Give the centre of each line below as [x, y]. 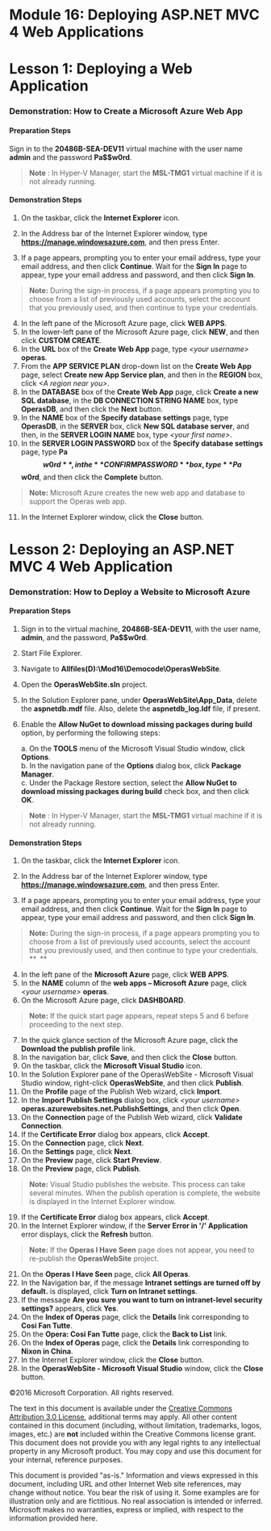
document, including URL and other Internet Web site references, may [125, 1484]
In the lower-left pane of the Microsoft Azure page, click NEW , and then [140, 332]
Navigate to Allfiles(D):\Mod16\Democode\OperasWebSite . [121, 669]
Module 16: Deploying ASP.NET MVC [135, 15]
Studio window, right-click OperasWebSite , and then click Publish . [132, 1083]
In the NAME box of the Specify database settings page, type [125, 417]
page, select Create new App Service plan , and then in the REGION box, [142, 374]
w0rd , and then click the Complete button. [92, 477]
